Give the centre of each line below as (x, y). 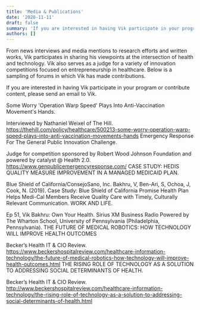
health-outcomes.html (33, 264)
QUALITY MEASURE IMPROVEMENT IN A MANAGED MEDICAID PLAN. (93, 173)
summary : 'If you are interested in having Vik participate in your (93, 28)
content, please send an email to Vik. (51, 94)
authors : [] (21, 34)
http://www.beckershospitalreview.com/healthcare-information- (85, 289)
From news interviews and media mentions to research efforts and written (97, 51)
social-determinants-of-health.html (49, 301)
